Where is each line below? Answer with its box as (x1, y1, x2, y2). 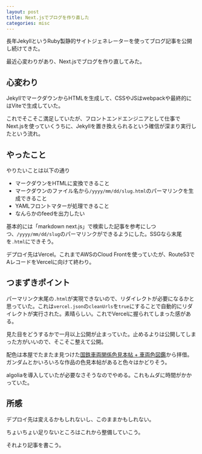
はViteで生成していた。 (6, 102, 64, 110)
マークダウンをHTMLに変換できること (15, 180, 110, 186)
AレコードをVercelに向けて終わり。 (6, 258, 95, 265)
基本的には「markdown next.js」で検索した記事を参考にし (6, 223, 151, 230)
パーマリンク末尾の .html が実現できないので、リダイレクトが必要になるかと (6, 295, 195, 302)
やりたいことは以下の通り (6, 167, 70, 174)
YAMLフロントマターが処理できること (15, 202, 110, 209)
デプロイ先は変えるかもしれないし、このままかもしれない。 (6, 415, 155, 423)
